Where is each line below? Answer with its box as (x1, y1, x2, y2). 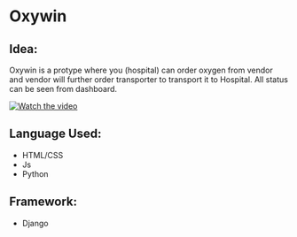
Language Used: (9, 126, 102, 141)
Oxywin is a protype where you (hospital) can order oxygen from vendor (9, 65, 273, 75)
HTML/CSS (21, 149, 64, 160)
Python (21, 168, 49, 179)
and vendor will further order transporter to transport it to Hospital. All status (9, 74, 288, 85)
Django (21, 218, 49, 228)
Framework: (9, 195, 78, 210)
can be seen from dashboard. (9, 84, 118, 94)
